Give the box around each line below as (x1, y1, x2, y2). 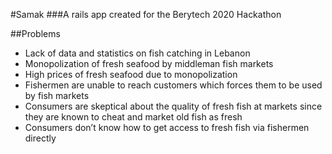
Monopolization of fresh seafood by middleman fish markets (24, 58, 274, 69)
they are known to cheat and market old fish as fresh (24, 111, 243, 123)
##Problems (10, 28, 61, 39)
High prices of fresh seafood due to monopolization (24, 69, 238, 80)
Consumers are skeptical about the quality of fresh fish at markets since (24, 100, 323, 112)
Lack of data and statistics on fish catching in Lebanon (24, 47, 251, 59)
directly (24, 132, 57, 144)
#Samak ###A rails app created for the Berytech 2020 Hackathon (10, 9, 282, 20)
